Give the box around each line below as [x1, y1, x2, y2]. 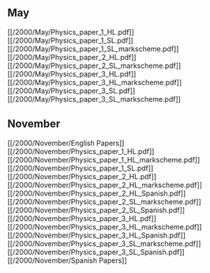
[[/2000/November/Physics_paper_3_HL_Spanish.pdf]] [7, 230, 186, 240]
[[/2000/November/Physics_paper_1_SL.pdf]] [7, 163, 154, 173]
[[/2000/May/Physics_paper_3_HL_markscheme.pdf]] [7, 77, 182, 87]
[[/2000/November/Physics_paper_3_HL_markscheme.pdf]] [7, 222, 202, 231]
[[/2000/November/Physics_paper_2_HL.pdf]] [7, 171, 157, 181]
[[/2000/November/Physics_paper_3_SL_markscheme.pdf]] [7, 238, 201, 248]
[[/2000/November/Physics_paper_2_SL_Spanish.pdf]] [7, 205, 186, 215]
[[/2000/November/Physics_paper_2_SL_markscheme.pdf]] [7, 196, 202, 206]
